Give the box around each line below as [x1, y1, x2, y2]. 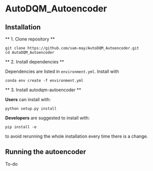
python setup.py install [5, 106, 57, 111]
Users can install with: [5, 97, 51, 102]
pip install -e [5, 125, 37, 130]
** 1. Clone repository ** [5, 36, 55, 42]
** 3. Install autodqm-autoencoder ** [5, 87, 81, 93]
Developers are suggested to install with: [5, 115, 90, 121]
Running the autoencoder [5, 148, 86, 156]
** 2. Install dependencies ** [5, 59, 64, 65]
